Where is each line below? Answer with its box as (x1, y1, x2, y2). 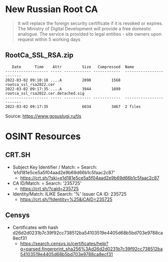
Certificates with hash (12, 224, 59, 230)
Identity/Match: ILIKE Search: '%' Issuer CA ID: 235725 (12, 191, 127, 197)
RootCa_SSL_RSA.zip (5, 51, 74, 60)
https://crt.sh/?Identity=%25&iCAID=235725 (20, 196, 113, 202)
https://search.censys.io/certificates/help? (20, 240, 108, 246)
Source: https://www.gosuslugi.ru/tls (5, 113, 82, 119)
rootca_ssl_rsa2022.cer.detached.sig (5, 91, 85, 96)
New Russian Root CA (5, 4, 98, 15)
